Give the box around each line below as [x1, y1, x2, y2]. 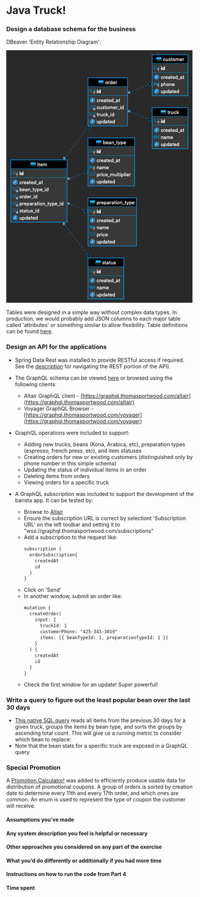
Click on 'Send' [23, 586, 61, 593]
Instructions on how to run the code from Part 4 [6, 871, 127, 878]
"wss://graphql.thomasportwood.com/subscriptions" [23, 527, 154, 534]
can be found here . [6, 328, 53, 335]
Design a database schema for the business [6, 25, 136, 33]
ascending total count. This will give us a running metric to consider [14, 729, 182, 737]
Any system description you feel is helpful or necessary [6, 830, 148, 837]
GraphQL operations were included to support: [14, 429, 130, 436]
